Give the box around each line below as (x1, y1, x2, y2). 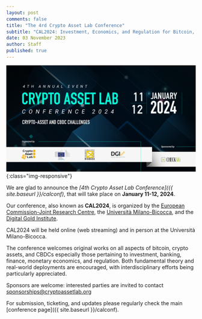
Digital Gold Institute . (6, 215, 58, 222)
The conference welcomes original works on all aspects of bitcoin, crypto (6, 245, 188, 252)
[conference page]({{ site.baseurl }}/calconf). (6, 306, 119, 314)
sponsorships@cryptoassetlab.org (6, 288, 92, 296)
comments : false (6, 16, 47, 22)
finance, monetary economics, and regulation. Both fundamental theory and (6, 257, 194, 264)
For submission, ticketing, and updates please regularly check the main (6, 300, 183, 307)
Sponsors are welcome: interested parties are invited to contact (6, 282, 164, 289)
